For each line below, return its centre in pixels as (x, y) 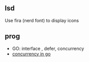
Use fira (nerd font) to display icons (42, 20)
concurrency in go (31, 54)
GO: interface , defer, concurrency (48, 48)
